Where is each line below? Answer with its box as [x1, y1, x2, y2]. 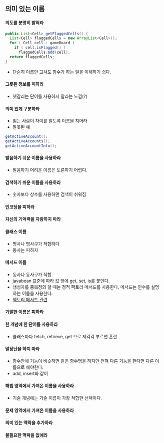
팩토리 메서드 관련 [12, 296, 47, 302]
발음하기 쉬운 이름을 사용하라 [5, 155, 61, 161]
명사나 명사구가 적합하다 [12, 241, 60, 247]
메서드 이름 [5, 260, 26, 266]
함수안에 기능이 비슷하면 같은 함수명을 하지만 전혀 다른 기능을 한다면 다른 [12, 358, 154, 364]
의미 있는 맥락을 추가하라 [5, 420, 53, 426]
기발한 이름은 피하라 [5, 309, 44, 315]
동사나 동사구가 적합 [12, 271, 51, 277]
